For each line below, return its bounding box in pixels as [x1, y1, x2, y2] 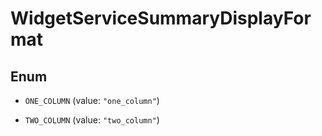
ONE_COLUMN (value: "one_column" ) [24, 95, 160, 106]
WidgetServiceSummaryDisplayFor [10, 7, 312, 30]
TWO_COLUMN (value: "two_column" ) [24, 114, 160, 126]
